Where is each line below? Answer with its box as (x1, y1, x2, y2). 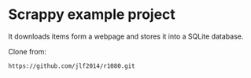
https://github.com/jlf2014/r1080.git (8, 61, 135, 70)
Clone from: (8, 46, 47, 56)
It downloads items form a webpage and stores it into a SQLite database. (8, 32, 244, 41)
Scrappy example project (8, 6, 175, 24)
